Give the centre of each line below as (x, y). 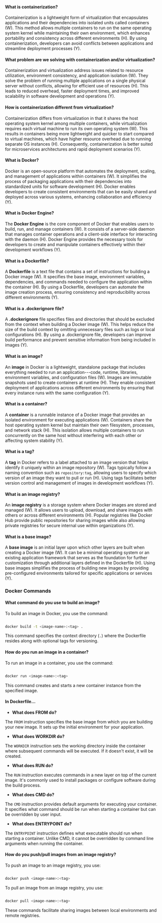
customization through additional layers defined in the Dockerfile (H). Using (80, 563)
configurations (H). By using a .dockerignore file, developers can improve (78, 335)
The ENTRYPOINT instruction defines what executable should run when (74, 833)
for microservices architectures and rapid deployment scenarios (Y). (73, 149)
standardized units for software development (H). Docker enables (70, 186)
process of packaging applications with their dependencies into (68, 181)
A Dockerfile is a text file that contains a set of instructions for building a (77, 271)
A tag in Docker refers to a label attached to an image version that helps (77, 462)
